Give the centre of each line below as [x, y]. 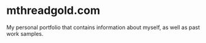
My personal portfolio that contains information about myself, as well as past [103, 27]
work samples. [25, 33]
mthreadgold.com [53, 11]
